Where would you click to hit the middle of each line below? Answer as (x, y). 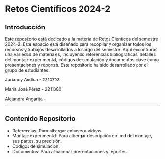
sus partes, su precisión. (37, 141)
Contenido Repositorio (40, 119)
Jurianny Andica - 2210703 (32, 80)
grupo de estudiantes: (27, 70)
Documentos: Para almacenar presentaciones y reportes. (70, 151)
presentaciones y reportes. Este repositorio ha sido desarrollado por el (77, 65)
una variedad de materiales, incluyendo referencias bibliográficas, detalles (81, 54)
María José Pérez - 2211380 (33, 89)
